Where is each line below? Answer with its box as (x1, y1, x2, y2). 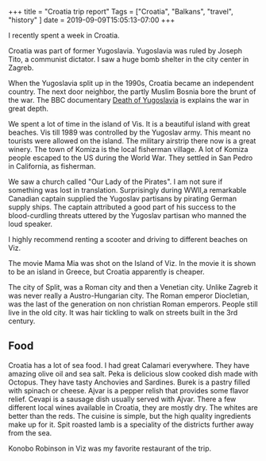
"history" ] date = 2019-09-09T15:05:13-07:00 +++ (8, 15, 175, 25)
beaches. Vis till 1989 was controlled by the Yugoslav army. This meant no (8, 127, 252, 137)
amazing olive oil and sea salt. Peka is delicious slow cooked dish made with (8, 369, 258, 378)
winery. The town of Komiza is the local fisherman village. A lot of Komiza (8, 145, 249, 154)
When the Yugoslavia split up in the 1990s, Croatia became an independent (8, 79, 254, 88)
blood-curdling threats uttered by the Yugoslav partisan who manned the (8, 211, 247, 220)
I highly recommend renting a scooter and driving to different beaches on (8, 235, 249, 244)
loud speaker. (8, 219, 53, 229)
